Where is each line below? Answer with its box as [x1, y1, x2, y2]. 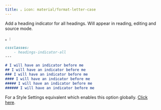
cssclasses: [5, 45, 29, 50]
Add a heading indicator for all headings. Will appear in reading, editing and [5, 20, 157, 26]
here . [5, 99, 16, 105]
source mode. [5, 25, 33, 31]
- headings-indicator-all [14, 49, 67, 55]
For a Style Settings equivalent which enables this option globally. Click [5, 94, 148, 100]
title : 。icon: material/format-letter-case [5, 7, 96, 12]
